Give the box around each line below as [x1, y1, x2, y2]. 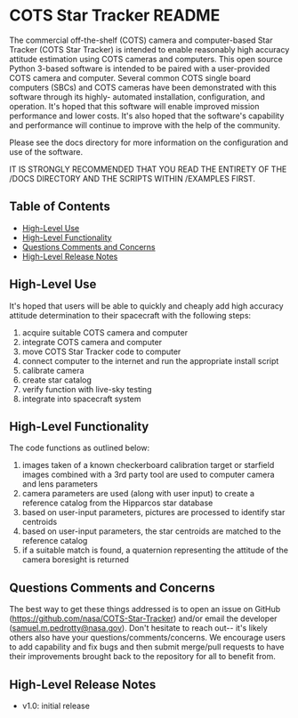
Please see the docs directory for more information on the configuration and [9, 137, 289, 148]
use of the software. [9, 146, 84, 157]
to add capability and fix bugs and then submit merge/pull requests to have [9, 641, 285, 652]
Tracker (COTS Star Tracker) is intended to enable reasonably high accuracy [9, 44, 290, 54]
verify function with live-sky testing [21, 383, 152, 394]
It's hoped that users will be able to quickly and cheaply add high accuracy [9, 300, 284, 311]
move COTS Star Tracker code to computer [21, 346, 181, 357]
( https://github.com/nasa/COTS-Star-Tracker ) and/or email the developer [9, 613, 278, 624]
